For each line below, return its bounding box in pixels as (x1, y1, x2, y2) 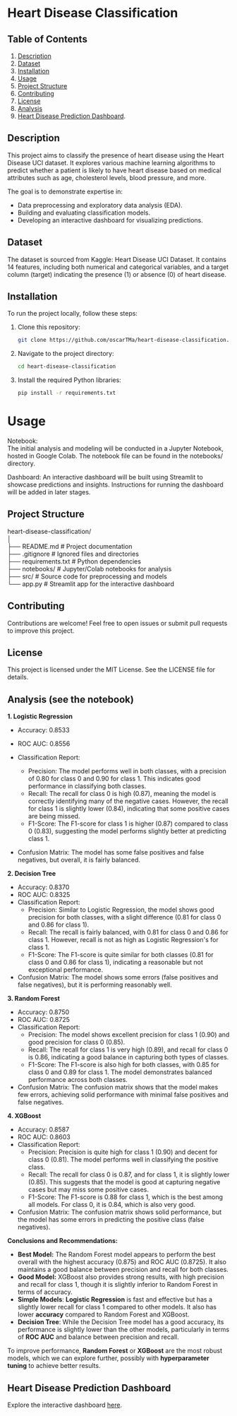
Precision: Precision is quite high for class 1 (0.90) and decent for (28, 1148, 218, 1156)
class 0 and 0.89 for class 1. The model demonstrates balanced (28, 1068, 213, 1076)
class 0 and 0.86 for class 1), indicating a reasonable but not (28, 958, 203, 967)
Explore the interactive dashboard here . (7, 1400, 122, 1410)
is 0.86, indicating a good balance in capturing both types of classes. (28, 1053, 229, 1061)
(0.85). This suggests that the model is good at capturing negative (28, 1178, 221, 1186)
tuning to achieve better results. (7, 1362, 101, 1370)
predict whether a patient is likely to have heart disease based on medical (7, 166, 221, 174)
